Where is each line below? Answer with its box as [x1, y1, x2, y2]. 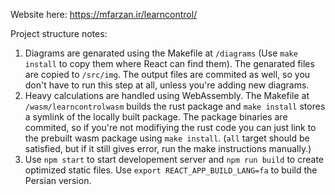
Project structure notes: [10, 28, 108, 39]
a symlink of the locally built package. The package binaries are [24, 111, 288, 123]
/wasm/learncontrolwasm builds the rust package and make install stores [24, 100, 326, 112]
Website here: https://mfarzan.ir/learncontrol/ [10, 9, 198, 20]
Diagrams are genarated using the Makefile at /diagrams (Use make [24, 47, 298, 59]
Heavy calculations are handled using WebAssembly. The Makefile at [24, 90, 310, 101]
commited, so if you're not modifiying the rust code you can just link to [24, 122, 317, 133]
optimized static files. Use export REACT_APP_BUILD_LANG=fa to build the [24, 164, 318, 176]
